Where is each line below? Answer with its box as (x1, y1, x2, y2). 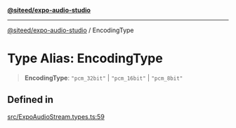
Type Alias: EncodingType (7, 50, 163, 66)
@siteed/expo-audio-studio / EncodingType (7, 26, 134, 34)
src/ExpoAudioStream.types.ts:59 (7, 112, 105, 121)
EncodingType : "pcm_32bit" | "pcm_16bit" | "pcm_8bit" (24, 73, 183, 82)
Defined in (7, 94, 54, 106)
